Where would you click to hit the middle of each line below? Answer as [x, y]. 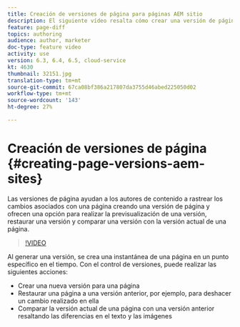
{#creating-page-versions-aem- [106, 164]
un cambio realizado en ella [58, 301]
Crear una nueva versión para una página [79, 286]
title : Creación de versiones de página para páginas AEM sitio [105, 14]
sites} [25, 179]
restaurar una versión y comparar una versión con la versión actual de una [117, 221]
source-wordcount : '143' [44, 101]
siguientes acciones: [37, 271]
